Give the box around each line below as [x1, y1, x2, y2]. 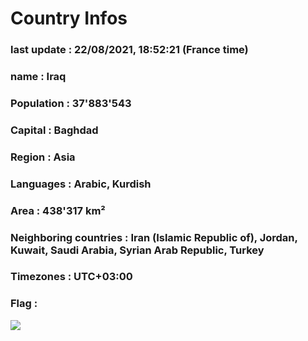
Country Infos [10, 7, 128, 30]
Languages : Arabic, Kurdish [10, 177, 152, 191]
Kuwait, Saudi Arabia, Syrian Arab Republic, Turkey [10, 243, 265, 257]
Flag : [10, 297, 38, 311]
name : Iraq [10, 70, 67, 84]
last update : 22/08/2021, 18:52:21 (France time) [10, 43, 249, 57]
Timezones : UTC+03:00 [10, 270, 133, 284]
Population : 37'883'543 [10, 96, 132, 110]
